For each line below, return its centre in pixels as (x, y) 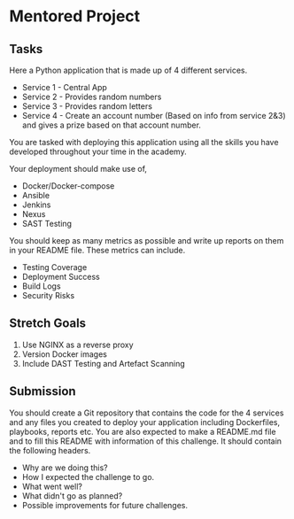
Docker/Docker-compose (68, 186)
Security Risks (48, 295)
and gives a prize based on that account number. (112, 125)
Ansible (36, 195)
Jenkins (36, 205)
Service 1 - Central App (65, 87)
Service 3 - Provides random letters (87, 106)
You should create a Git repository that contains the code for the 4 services (147, 413)
